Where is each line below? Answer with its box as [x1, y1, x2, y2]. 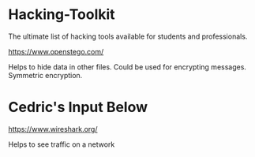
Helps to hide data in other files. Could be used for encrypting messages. [8, 62, 247, 72]
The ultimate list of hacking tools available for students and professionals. [8, 32, 248, 41]
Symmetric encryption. [8, 70, 83, 80]
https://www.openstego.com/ [8, 47, 104, 56]
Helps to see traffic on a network [8, 140, 115, 149]
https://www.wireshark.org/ [8, 124, 98, 133]
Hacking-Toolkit [8, 6, 116, 24]
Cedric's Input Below [8, 99, 148, 116]
